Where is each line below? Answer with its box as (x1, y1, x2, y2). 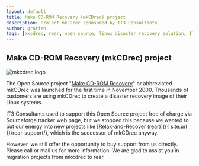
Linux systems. (6, 98, 43, 106)
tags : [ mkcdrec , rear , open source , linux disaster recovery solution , (6, 31, 187, 37)
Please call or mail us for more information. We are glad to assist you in (6, 146, 179, 154)
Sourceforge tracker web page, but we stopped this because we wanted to (6, 116, 189, 123)
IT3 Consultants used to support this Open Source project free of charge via (6, 110, 192, 117)
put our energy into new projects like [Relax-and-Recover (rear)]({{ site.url (6, 123, 188, 130)
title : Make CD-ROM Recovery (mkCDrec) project (6, 14, 126, 20)
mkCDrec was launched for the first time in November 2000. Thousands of (6, 86, 189, 93)
